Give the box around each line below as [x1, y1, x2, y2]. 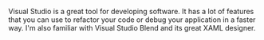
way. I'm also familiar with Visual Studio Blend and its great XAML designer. [8, 24, 256, 32]
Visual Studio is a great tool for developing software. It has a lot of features [8, 7, 254, 16]
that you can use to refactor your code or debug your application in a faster [8, 15, 256, 24]
